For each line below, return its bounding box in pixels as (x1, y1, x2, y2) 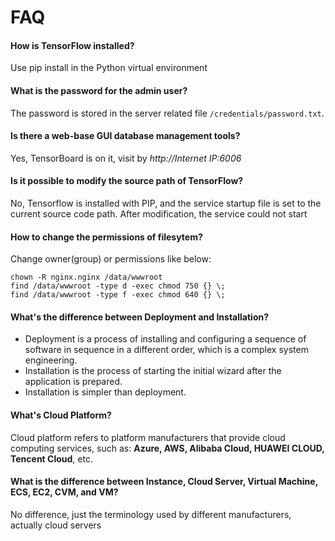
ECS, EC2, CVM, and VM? (10, 486, 119, 498)
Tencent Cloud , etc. (10, 452, 93, 465)
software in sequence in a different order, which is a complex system (24, 344, 309, 356)
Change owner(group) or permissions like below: (10, 253, 212, 265)
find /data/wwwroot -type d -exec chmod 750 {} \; (10, 281, 226, 291)
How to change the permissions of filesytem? (10, 231, 203, 243)
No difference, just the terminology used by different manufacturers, (10, 508, 292, 520)
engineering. (24, 354, 78, 366)
